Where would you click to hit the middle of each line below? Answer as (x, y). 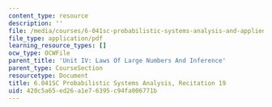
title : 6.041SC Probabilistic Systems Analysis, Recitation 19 (117, 83)
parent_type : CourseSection (56, 68)
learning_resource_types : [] (57, 46)
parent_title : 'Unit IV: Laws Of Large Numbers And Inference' (117, 61)
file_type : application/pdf (56, 38)
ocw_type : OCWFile (39, 53)
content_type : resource (49, 16)
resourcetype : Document (49, 76)
